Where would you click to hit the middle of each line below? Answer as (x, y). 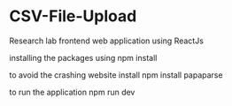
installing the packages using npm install (83, 57)
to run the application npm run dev (72, 92)
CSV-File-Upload (73, 16)
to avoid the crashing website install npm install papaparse (116, 75)
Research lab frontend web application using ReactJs (106, 41)
